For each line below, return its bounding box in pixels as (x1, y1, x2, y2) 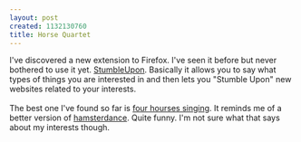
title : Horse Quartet (9, 30, 92, 39)
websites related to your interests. (9, 83, 137, 95)
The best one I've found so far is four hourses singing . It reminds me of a (9, 103, 283, 114)
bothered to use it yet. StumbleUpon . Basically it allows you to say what (9, 64, 277, 75)
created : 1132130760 (9, 22, 88, 31)
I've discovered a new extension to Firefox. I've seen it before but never (9, 55, 277, 66)
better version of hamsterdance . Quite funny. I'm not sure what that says (9, 112, 281, 123)
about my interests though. (9, 122, 111, 133)
